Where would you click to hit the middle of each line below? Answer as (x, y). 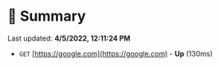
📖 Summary (47, 16)
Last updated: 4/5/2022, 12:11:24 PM (69, 38)
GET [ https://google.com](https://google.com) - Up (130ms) (116, 53)
